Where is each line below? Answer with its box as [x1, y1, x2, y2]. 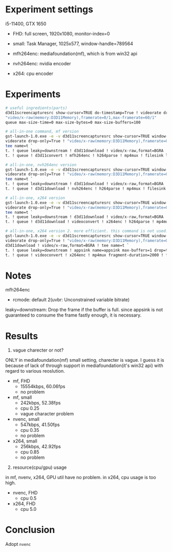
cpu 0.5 [20, 495, 37, 502]
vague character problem [20, 411, 74, 417]
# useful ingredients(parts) [5, 105, 68, 111]
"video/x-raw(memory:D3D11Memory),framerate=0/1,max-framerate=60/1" [5, 115, 157, 120]
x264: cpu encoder [12, 70, 54, 77]
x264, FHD [12, 501, 36, 507]
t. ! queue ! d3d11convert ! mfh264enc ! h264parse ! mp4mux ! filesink [5, 153, 164, 158]
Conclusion [5, 524, 55, 536]
